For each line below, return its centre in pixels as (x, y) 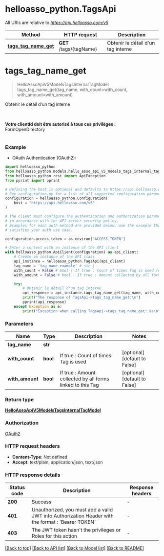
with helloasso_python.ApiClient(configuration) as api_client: (72, 252)
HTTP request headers (32, 446)
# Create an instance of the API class (54, 257)
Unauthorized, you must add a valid (72, 510)
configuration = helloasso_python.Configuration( (57, 198)
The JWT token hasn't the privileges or (76, 530)
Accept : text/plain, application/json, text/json (58, 462)
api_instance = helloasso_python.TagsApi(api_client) (70, 261)
